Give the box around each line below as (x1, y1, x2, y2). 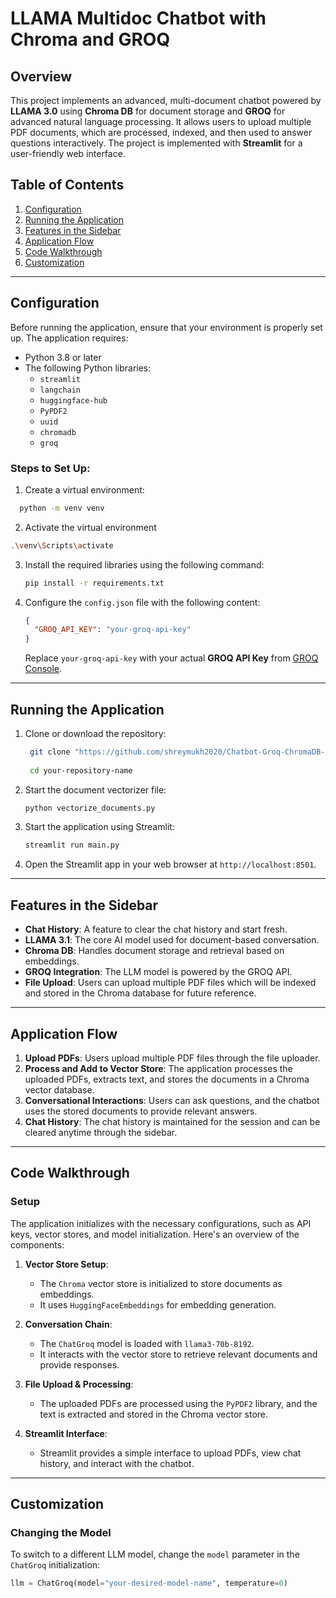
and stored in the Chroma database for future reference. (24, 987, 257, 999)
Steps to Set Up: (10, 461, 91, 475)
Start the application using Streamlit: (24, 821, 175, 833)
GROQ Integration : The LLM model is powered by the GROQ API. (24, 966, 293, 978)
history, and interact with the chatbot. (39, 1457, 195, 1469)
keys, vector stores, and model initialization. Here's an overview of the (10, 1228, 300, 1240)
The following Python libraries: (24, 362, 152, 374)
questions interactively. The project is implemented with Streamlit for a (10, 137, 303, 149)
